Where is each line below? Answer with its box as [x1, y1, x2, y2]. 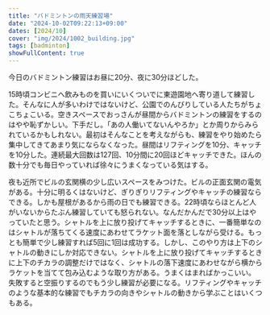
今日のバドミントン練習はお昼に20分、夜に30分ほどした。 [8, 73, 203, 81]
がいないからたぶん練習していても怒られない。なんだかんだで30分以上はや [8, 207, 256, 217]
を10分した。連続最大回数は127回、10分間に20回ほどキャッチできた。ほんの [8, 150, 262, 160]
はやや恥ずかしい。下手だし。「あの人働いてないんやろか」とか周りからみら [8, 120, 260, 129]
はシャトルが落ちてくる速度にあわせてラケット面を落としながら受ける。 [8, 227, 248, 237]
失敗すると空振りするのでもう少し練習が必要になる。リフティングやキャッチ [8, 278, 262, 287]
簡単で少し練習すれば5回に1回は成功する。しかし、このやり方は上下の [22, 238, 255, 247]
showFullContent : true [8, 49, 85, 57]
